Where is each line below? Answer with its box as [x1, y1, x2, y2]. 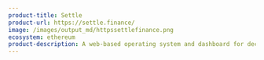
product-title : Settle [8, 11, 82, 19]
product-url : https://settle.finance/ [8, 19, 135, 26]
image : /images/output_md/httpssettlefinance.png [8, 26, 174, 34]
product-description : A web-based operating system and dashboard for [8, 41, 244, 48]
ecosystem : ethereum [8, 33, 76, 41]
